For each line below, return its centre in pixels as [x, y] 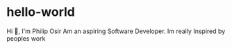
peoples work [26, 38]
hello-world [41, 12]
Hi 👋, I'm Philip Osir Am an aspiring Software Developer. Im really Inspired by [116, 31]
